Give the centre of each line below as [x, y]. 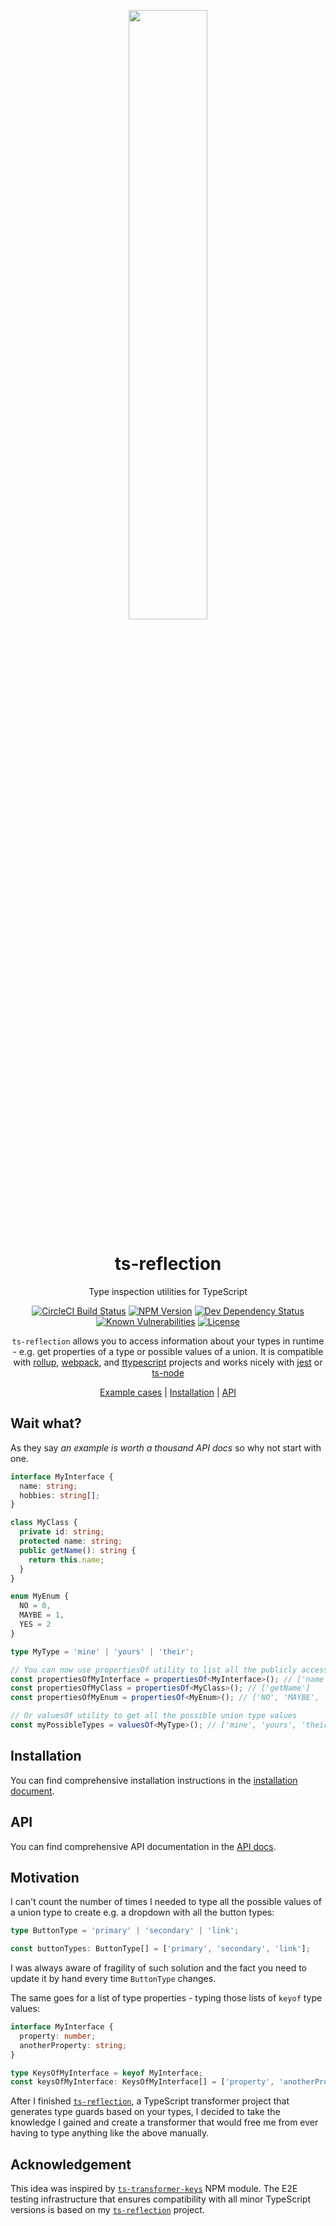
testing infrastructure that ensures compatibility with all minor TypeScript [161, 2199]
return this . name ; [66, 1560]
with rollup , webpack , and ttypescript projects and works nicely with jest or [168, 1362]
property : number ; [58, 2036]
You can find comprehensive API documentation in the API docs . [143, 1846]
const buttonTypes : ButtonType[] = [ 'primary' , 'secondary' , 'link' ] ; [160, 1949]
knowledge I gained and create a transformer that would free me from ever [164, 2122]
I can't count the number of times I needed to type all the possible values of [166, 1902]
